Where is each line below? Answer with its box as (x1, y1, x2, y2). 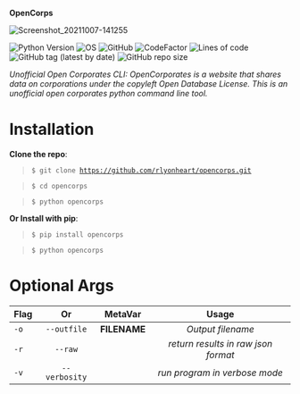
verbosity (46, 372, 87, 382)
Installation (9, 120, 95, 139)
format (205, 348, 235, 361)
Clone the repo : (9, 148, 68, 159)
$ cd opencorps (30, 181, 88, 190)
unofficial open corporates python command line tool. (9, 88, 208, 98)
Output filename (186, 323, 254, 335)
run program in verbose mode (157, 366, 283, 379)
